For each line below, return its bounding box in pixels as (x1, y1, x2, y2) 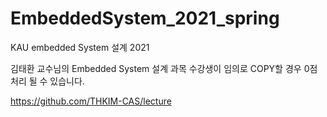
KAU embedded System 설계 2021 (10, 41, 150, 53)
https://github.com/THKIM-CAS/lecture (10, 95, 172, 107)
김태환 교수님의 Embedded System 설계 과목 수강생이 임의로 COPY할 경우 (10, 62, 302, 74)
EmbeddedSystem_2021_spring (10, 7, 280, 30)
